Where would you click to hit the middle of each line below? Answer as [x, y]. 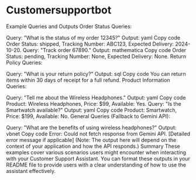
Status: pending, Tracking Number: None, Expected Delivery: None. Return [96, 56]
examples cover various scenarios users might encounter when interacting [96, 152]
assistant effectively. [31, 171]
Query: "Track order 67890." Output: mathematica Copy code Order [104, 50]
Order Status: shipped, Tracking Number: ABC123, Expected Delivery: [90, 44]
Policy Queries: [24, 63]
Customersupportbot [59, 10]
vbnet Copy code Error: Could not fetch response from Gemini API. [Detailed [98, 134]
